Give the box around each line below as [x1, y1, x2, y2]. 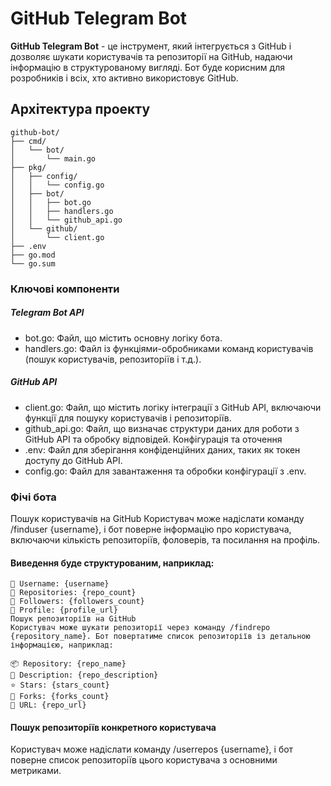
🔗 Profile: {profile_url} [10, 605, 118, 616]
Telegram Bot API [10, 307, 85, 319]
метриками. [10, 765, 62, 777]
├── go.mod [10, 250, 56, 260]
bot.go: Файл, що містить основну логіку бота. [24, 332, 223, 344]
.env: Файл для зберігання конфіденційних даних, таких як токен [24, 443, 301, 456]
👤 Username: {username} [10, 579, 110, 589]
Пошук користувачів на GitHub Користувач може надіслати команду [10, 512, 305, 524]
